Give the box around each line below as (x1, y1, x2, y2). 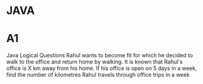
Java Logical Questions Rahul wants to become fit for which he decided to (6, 52, 193, 59)
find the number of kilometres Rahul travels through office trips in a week (6, 71, 190, 79)
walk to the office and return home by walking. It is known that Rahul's (6, 58, 183, 66)
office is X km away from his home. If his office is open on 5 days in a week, (6, 65, 197, 72)
